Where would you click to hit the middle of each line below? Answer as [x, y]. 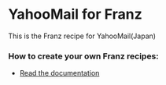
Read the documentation [59, 73]
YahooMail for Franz [76, 14]
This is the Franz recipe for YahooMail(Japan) [82, 36]
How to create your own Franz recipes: [83, 56]
